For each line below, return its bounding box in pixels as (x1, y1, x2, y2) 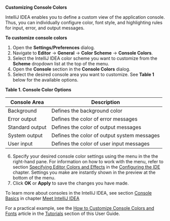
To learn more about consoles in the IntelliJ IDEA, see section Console (5, 190, 152, 196)
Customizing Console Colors (5, 5, 67, 10)
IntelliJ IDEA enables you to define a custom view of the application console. (5, 14, 165, 20)
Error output (8, 116, 37, 122)
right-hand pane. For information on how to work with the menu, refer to (12, 159, 164, 164)
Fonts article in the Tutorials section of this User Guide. (5, 210, 120, 216)
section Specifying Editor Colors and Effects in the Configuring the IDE (12, 164, 160, 170)
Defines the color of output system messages (51, 132, 160, 139)
